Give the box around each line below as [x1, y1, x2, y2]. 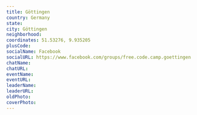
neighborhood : [6, 32, 42, 38]
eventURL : [6, 77, 32, 83]
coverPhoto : [6, 99, 36, 105]
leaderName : [6, 83, 36, 89]
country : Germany [6, 15, 50, 21]
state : [6, 20, 23, 26]
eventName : [6, 71, 34, 77]
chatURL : [6, 65, 28, 72]
